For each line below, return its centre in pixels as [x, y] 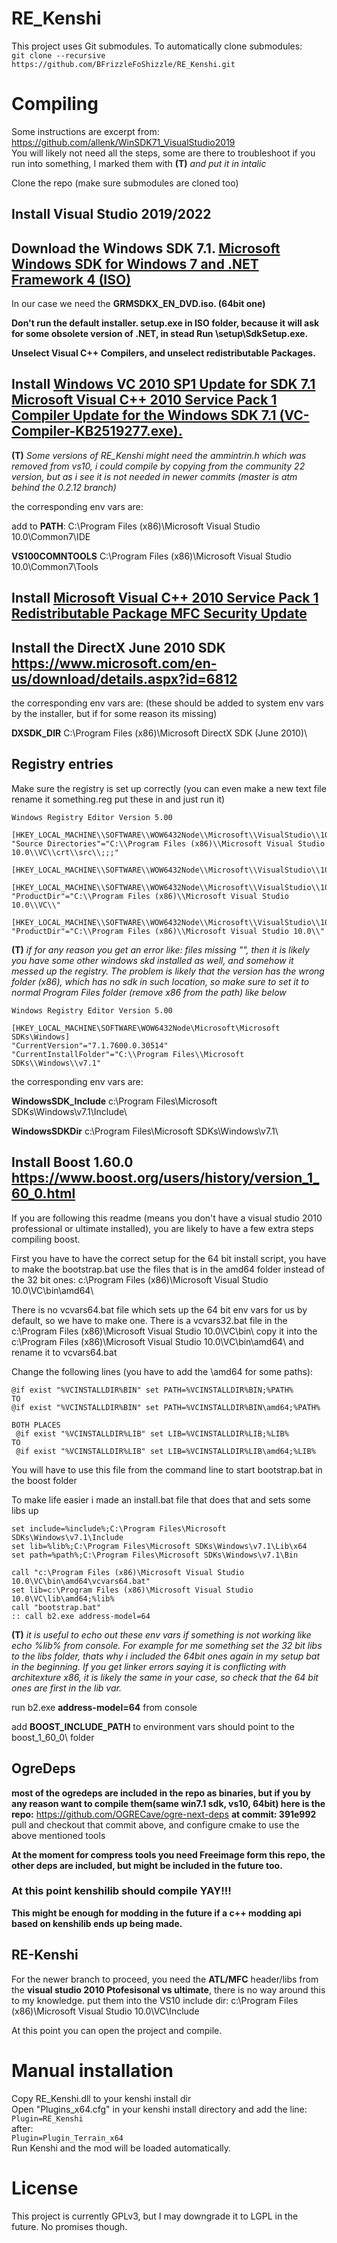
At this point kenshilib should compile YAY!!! [121, 1891]
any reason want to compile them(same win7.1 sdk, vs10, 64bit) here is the [168, 1803]
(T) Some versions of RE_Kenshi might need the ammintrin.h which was [159, 455]
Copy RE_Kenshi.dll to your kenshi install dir [101, 2098]
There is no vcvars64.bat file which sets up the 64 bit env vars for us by [159, 1309]
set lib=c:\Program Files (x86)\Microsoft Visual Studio [132, 1590]
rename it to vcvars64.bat [64, 1352]
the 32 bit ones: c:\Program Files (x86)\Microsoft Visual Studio [140, 1279]
